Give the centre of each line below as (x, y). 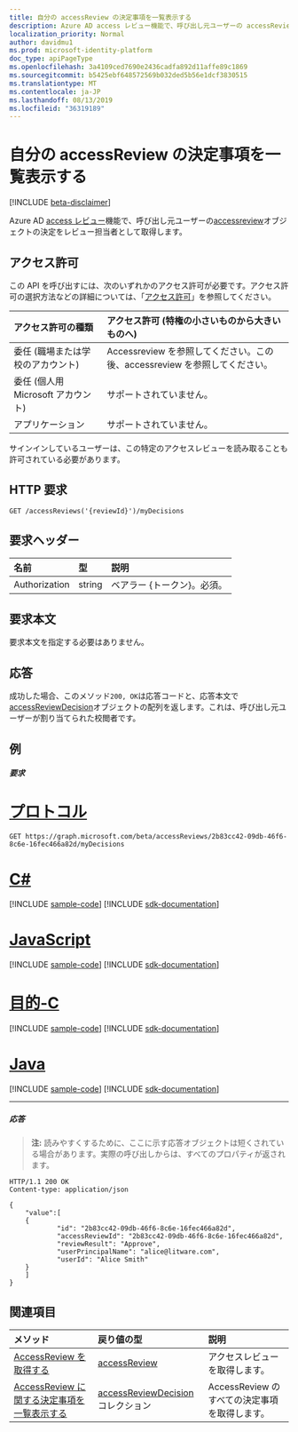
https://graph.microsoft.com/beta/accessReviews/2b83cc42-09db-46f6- (157, 837)
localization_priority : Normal (67, 34)
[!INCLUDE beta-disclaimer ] (60, 203)
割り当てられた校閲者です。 (90, 718)
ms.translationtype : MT (53, 84)
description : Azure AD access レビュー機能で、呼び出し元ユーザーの (126, 26)
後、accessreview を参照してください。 (190, 365)
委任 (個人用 (39, 381)
